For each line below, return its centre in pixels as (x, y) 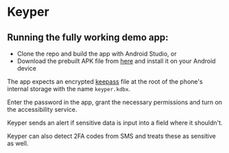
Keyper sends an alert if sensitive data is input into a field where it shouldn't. (115, 123)
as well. (18, 143)
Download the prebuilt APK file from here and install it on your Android (116, 61)
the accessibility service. (42, 109)
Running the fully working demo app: (88, 37)
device (26, 68)
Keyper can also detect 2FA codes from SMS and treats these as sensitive (111, 136)
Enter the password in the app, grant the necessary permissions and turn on (115, 102)
